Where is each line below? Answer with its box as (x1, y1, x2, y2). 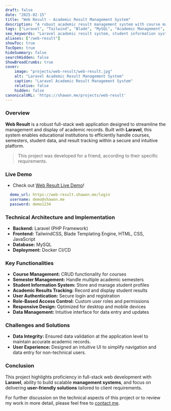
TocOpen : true (5, 45, 36, 50)
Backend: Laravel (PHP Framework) (12, 225, 88, 231)
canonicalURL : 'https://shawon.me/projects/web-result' (5, 93, 126, 98)
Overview (5, 109, 30, 117)
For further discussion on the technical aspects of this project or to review (5, 394, 161, 400)
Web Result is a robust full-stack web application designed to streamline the (5, 121, 166, 127)
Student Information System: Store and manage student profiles (12, 282, 149, 288)
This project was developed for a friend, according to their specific (17, 152, 158, 158)
